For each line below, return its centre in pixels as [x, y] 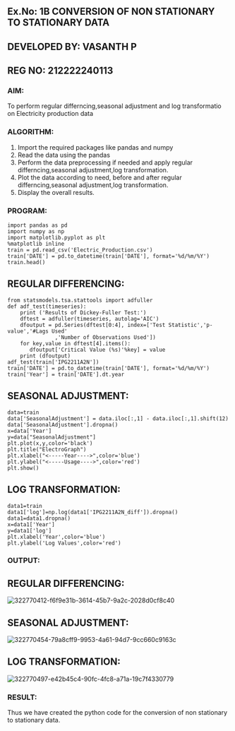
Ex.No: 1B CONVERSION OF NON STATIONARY [111, 12]
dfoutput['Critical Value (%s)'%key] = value [97, 350]
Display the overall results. [56, 192]
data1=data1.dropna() [39, 518]
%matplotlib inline [36, 244]
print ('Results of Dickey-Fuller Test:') [83, 313]
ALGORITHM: [31, 132]
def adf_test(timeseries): [47, 307]
